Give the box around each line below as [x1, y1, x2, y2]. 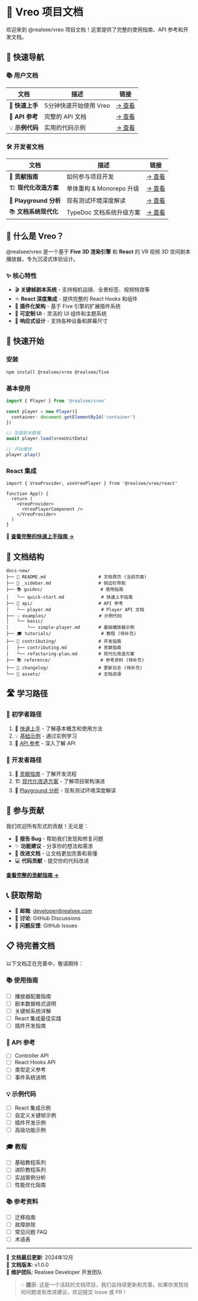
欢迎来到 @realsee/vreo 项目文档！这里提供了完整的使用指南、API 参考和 [6, 26, 184, 33]
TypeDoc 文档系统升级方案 [67, 209, 141, 217]
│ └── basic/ [6, 618, 44, 624]
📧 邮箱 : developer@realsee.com [14, 907, 93, 914]
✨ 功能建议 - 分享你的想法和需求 [14, 842, 93, 849]
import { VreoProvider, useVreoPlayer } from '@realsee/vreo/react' [6, 481, 178, 487]
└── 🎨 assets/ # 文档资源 [6, 671, 122, 677]
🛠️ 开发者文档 [6, 143, 44, 151]
